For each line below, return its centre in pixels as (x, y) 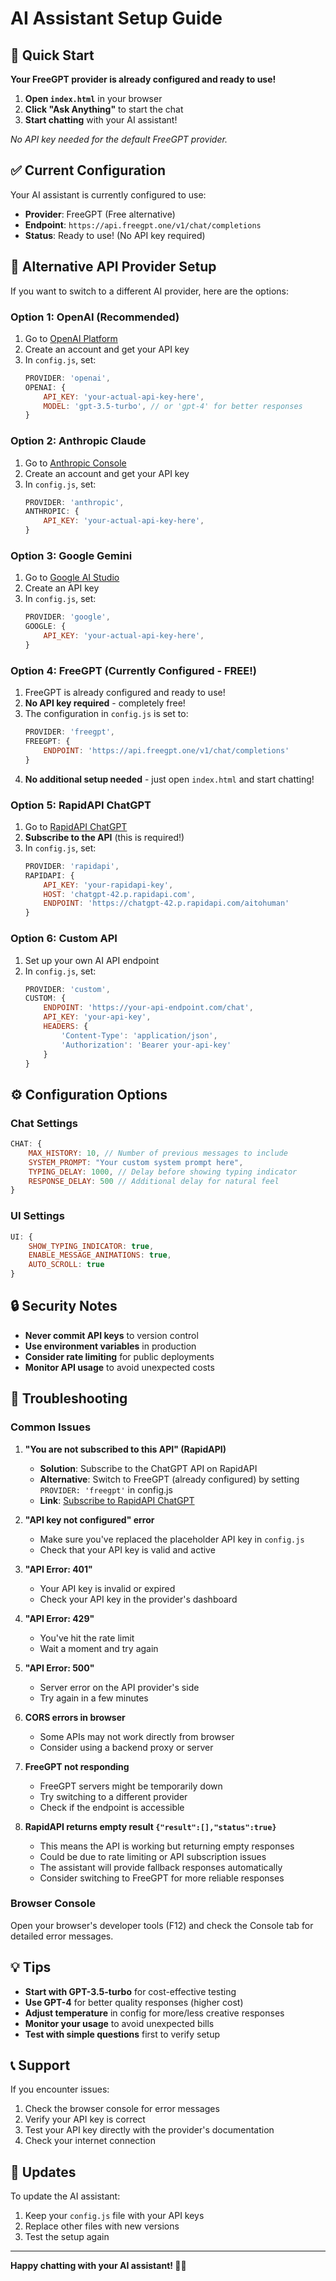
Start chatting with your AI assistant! (101, 120)
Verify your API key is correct (85, 2119)
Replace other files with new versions (102, 2226)
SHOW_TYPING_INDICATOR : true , (91, 1246)
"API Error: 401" (58, 1569)
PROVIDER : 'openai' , (67, 378)
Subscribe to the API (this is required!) (104, 837)
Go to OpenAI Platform (71, 338)
